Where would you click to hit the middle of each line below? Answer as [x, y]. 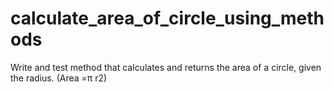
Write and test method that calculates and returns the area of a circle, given [166, 67]
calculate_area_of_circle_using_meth [167, 18]
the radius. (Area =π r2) [59, 78]
